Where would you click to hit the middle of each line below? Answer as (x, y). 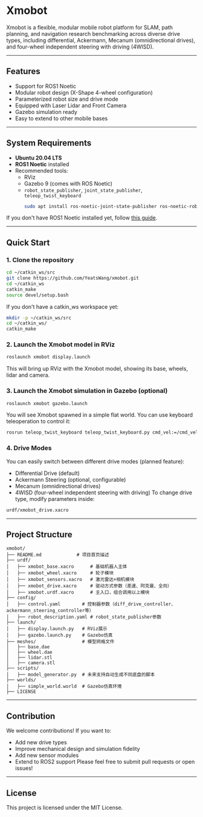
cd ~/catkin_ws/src (31, 273)
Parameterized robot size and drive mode (67, 99)
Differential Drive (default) (47, 473)
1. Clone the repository (40, 260)
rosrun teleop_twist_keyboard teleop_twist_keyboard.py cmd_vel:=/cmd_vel (102, 432)
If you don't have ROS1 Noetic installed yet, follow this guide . (82, 218)
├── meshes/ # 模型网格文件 (60, 642)
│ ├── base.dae (28, 647)
